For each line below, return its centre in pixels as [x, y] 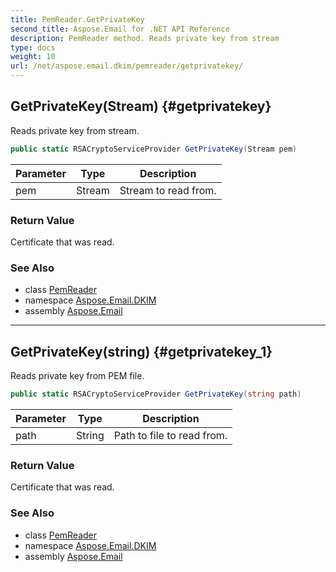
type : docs [33, 47]
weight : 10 [33, 57]
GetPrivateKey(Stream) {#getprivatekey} [141, 106]
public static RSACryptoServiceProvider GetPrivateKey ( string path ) [156, 394]
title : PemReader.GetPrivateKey [77, 19]
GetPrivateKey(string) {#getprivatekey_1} [141, 351]
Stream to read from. [168, 190]
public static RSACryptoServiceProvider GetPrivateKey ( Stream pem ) [154, 149]
